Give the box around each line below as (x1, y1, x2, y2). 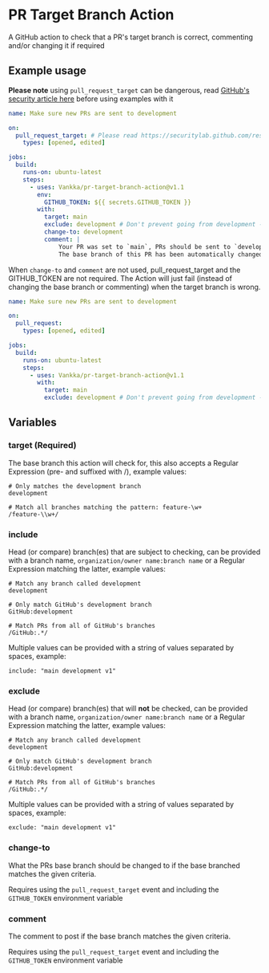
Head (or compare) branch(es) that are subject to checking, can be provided (8, 547, 261, 556)
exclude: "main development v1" (8, 824, 116, 832)
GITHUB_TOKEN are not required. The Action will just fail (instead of (8, 273, 232, 283)
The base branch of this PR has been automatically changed (58, 250, 263, 259)
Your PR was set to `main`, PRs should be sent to (58, 242, 231, 250)
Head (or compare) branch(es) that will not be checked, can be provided (8, 704, 248, 714)
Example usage (8, 64, 86, 78)
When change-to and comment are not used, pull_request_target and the (8, 265, 241, 275)
